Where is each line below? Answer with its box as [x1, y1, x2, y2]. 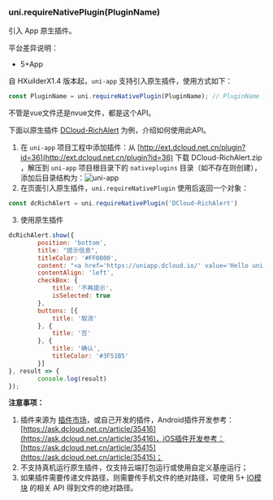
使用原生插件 [19, 215, 63, 225]
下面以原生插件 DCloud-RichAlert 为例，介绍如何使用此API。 [8, 125, 211, 136]
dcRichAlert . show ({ [8, 231, 75, 239]
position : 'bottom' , [37, 239, 107, 247]
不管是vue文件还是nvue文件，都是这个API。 [8, 108, 156, 118]
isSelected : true [51, 291, 111, 300]
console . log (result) [37, 374, 107, 383]
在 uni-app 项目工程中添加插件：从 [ [19, 143, 141, 153]
